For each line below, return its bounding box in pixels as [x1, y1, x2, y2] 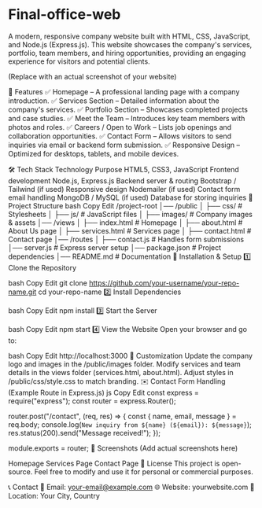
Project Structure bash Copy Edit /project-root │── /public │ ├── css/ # [8, 201, 242, 210]
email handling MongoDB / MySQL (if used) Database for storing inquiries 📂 [8, 193, 253, 202]
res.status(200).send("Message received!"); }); [8, 428, 161, 437]
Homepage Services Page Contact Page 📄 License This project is [8, 458, 220, 468]
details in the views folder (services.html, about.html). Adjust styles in [8, 367, 234, 377]
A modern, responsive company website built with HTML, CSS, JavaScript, [8, 31, 250, 41]
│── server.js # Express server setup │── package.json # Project [8, 242, 222, 252]
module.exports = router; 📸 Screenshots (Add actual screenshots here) [8, 443, 238, 453]
